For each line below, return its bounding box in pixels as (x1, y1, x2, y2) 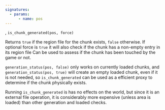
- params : (9, 12, 30, 17)
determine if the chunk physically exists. (5, 80, 87, 86)
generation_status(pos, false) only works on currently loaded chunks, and (5, 64, 160, 70)
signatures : (5, 7, 30, 12)
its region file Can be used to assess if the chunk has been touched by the (5, 49, 156, 55)
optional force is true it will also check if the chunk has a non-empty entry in (5, 44, 161, 50)
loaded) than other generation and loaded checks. (5, 100, 107, 106)
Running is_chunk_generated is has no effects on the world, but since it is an (5, 89, 160, 95)
